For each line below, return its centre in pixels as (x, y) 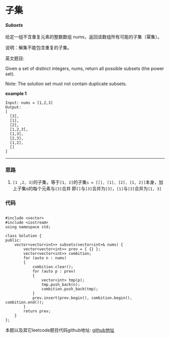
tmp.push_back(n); (61, 284)
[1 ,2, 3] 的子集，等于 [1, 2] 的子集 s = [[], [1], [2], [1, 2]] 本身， (86, 182)
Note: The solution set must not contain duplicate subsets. (66, 84)
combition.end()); (25, 302)
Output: (13, 107)
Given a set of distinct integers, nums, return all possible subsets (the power (85, 68)
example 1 (16, 94)
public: (13, 240)
